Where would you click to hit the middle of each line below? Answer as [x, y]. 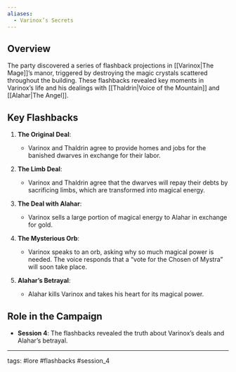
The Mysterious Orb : [48, 239]
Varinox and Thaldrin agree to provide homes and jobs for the [117, 148]
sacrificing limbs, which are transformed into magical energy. [117, 190]
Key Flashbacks [43, 118]
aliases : [20, 14]
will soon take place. [58, 267]
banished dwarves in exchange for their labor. [94, 156]
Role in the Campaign [55, 316]
